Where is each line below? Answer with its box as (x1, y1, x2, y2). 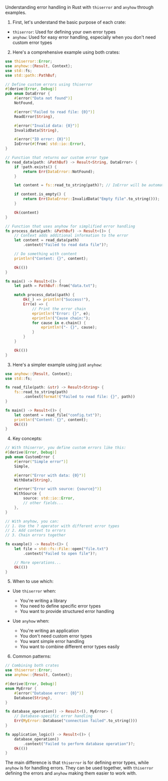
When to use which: (12, 578, 54, 584)
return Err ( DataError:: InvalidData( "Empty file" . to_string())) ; (23, 196, 160, 201)
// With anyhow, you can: (5, 518, 59, 524)
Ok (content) (14, 210, 39, 215)
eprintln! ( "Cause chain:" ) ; (31, 315, 91, 320)
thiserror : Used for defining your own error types (12, 29, 116, 34)
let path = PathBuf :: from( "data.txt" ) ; (14, 283, 97, 288)
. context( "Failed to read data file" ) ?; (23, 242, 108, 247)
